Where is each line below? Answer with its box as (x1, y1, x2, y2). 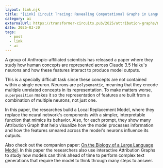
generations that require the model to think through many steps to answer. (5, 157, 154, 163)
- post (9, 35, 23, 39)
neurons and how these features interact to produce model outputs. (5, 67, 141, 73)
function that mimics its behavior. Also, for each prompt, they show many (5, 117, 151, 123)
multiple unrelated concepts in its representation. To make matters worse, (5, 87, 152, 93)
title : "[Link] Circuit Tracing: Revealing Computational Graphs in (5, 12, 147, 17)
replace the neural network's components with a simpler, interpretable (5, 112, 146, 117)
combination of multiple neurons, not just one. (5, 97, 97, 103)
